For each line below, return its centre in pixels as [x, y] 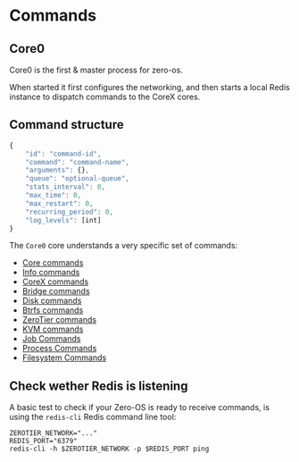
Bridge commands [56, 291]
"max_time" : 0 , [54, 196]
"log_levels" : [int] [63, 220]
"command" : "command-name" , [77, 162]
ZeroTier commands [59, 320]
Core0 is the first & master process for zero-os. [96, 70]
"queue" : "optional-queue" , [77, 179]
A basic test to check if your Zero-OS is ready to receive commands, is [140, 407]
